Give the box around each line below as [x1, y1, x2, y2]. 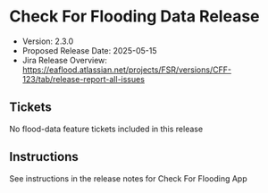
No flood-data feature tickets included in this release [9, 123, 204, 134]
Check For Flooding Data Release [9, 6, 260, 27]
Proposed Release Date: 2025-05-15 [21, 45, 157, 55]
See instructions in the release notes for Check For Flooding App [9, 172, 247, 184]
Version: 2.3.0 [21, 36, 74, 46]
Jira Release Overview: [21, 55, 107, 65]
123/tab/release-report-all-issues [21, 73, 146, 84]
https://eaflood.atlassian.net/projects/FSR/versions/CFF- [21, 64, 232, 75]
